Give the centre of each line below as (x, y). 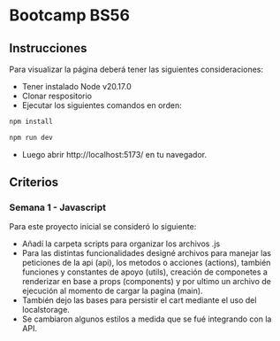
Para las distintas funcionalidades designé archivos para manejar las (147, 253)
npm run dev (31, 137)
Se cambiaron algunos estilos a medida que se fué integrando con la (147, 319)
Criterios (34, 182)
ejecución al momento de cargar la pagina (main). (112, 291)
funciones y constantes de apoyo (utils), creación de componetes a (144, 272)
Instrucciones (48, 48)
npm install (31, 121)
